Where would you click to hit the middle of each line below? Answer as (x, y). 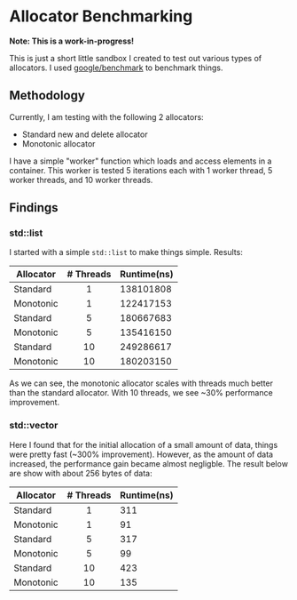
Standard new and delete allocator (85, 134)
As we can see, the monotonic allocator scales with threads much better (141, 383)
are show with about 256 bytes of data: (81, 473)
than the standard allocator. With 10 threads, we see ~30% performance (141, 393)
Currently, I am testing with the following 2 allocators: (106, 116)
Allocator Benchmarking (101, 16)
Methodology (47, 96)
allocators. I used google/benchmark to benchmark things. (116, 68)
